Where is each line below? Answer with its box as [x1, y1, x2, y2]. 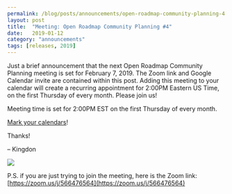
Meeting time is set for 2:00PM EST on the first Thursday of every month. [7, 105, 217, 113]
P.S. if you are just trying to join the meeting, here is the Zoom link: [7, 172, 198, 179]
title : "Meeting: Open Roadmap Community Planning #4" [7, 23, 172, 30]
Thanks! [7, 131, 31, 140]
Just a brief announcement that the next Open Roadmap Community [7, 62, 203, 70]
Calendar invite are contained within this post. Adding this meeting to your [7, 76, 219, 84]
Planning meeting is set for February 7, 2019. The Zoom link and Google [7, 69, 212, 77]
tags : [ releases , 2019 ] [7, 42, 76, 49]
